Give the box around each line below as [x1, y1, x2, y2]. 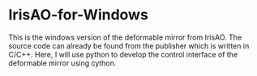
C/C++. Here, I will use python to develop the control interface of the [8, 49, 238, 59]
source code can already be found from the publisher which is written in [8, 40, 250, 50]
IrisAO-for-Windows [8, 6, 148, 24]
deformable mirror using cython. [8, 58, 117, 68]
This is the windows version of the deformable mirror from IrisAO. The [8, 32, 242, 42]
